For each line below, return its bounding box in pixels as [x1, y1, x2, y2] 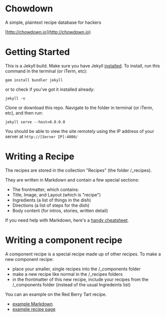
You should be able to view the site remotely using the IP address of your [5, 128, 155, 134]
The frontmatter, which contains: [12, 187, 79, 192]
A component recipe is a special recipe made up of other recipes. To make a [5, 251, 161, 257]
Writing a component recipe [5, 235, 122, 246]
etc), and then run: [5, 110, 43, 116]
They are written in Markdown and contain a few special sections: [5, 177, 140, 183]
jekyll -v [5, 96, 26, 101]
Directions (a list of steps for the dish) [12, 202, 90, 208]
